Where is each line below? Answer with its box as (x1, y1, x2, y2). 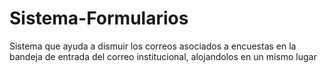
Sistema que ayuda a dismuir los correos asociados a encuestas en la (9, 40, 297, 52)
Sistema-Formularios (9, 7, 189, 30)
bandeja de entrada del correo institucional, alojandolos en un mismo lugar (9, 50, 317, 62)
